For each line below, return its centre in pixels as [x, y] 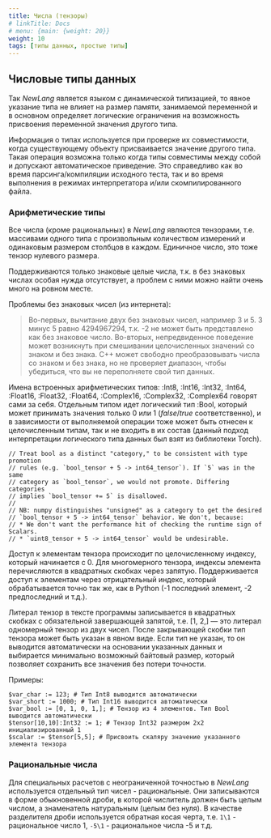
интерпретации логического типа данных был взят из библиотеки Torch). [135, 439]
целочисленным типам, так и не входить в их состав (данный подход [129, 431]
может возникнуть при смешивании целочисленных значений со [141, 346]
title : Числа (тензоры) [49, 16]
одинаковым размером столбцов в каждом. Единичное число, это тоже [133, 247]
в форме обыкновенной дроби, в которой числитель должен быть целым [135, 799]
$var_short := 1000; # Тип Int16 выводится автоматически [108, 702]
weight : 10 [27, 38]
